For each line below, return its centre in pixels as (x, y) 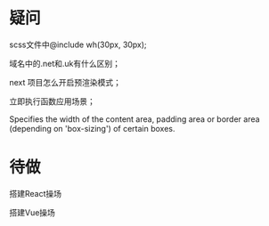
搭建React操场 (36, 193)
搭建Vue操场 (33, 212)
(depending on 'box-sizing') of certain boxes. (92, 128)
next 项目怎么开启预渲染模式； (65, 82)
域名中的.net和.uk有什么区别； (65, 63)
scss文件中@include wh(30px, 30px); (78, 44)
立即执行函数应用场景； (52, 101)
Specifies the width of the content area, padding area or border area (134, 119)
